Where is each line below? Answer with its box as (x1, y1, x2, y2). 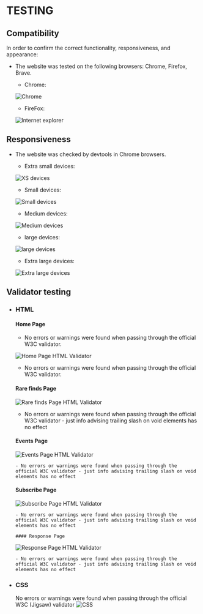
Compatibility (6, 28, 59, 39)
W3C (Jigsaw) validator (15, 601, 75, 608)
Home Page (15, 320, 46, 328)
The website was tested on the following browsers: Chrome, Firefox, (15, 62, 188, 70)
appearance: (6, 51, 39, 58)
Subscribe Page (15, 486, 57, 493)
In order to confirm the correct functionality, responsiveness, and (6, 44, 171, 51)
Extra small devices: (24, 162, 75, 170)
